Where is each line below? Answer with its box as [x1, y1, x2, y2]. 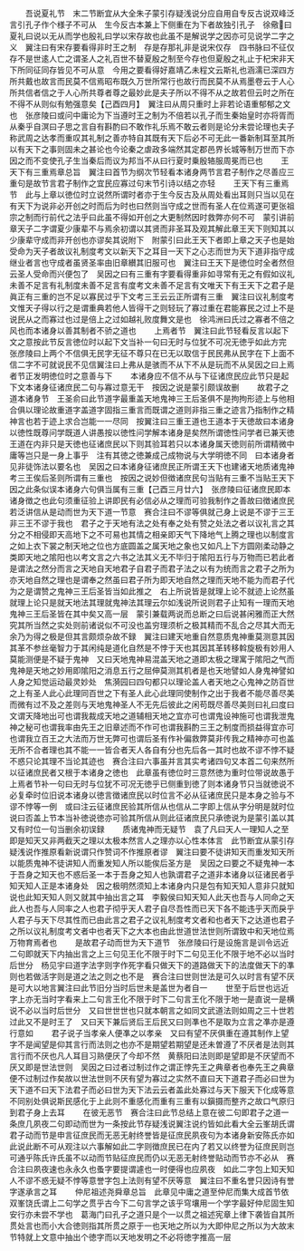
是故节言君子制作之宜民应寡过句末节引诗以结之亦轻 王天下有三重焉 [24, 178, 290, 189]
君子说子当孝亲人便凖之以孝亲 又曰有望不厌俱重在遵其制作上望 [51, 1028, 290, 1038]
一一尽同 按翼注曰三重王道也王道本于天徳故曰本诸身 [96, 416, 295, 426]
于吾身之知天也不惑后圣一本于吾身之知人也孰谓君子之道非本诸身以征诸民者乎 [9, 869, 295, 879]
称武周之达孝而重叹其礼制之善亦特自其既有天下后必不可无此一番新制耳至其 [9, 132, 287, 143]
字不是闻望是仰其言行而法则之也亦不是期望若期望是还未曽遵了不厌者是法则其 [9, 1039, 295, 1050]
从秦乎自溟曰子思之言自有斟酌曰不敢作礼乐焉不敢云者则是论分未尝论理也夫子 [9, 121, 295, 131]
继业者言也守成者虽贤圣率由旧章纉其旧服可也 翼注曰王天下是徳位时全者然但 [9, 257, 295, 267]
